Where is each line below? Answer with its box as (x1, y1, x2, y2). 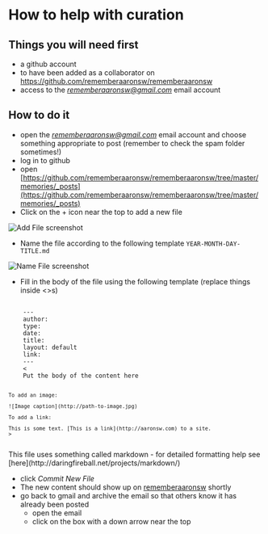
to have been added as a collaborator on (19, 68, 155, 78)
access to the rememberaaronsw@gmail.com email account (19, 85, 221, 95)
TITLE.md (19, 246, 50, 255)
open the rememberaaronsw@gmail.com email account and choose (19, 129, 247, 139)
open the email (31, 507, 82, 518)
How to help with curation (8, 6, 184, 24)
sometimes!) (19, 147, 62, 157)
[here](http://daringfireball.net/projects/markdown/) (8, 458, 181, 468)
